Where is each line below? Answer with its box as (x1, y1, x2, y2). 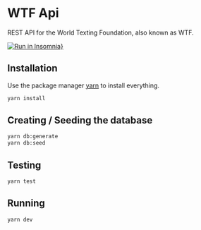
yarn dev (7, 216, 33, 223)
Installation (7, 62, 58, 75)
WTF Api (7, 5, 59, 21)
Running (7, 198, 46, 210)
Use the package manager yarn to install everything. (7, 81, 160, 90)
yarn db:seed (7, 140, 46, 147)
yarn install (7, 95, 46, 102)
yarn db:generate (7, 133, 59, 140)
